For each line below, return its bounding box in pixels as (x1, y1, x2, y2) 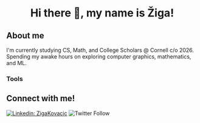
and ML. (6, 60, 27, 66)
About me (6, 30, 44, 41)
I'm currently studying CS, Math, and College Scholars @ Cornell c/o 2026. (6, 46, 195, 54)
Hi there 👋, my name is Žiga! (30, 6, 174, 20)
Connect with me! (6, 93, 75, 104)
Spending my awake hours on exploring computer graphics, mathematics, (6, 53, 191, 60)
